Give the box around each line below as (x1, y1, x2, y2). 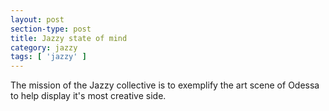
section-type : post (10, 24, 92, 34)
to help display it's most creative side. (10, 90, 167, 102)
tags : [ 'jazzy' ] (10, 52, 87, 62)
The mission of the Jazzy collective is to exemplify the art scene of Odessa (10, 79, 320, 91)
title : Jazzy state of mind (10, 33, 128, 43)
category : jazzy (10, 42, 78, 53)
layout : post (10, 14, 65, 25)
